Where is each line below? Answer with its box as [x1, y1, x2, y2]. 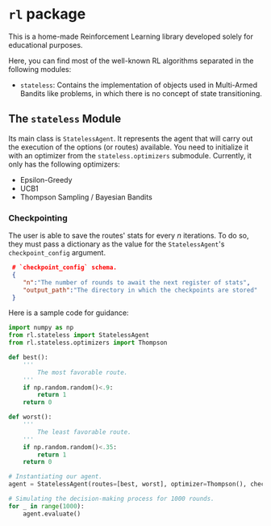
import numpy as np [8, 324, 74, 332]
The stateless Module [8, 112, 122, 126]
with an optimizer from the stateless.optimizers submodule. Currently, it [8, 150, 252, 160]
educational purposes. [8, 40, 83, 49]
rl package [8, 5, 86, 23]
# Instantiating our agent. [8, 473, 103, 481]
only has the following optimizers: [8, 159, 121, 169]
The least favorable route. [37, 427, 131, 436]
